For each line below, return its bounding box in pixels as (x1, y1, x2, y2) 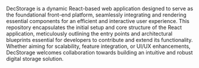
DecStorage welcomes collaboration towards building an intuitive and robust (6, 49, 193, 56)
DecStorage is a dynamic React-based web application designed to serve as (6, 5, 194, 12)
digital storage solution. (6, 56, 64, 62)
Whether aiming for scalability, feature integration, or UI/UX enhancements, (6, 43, 191, 50)
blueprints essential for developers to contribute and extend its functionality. (6, 37, 193, 43)
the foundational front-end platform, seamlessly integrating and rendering (6, 11, 187, 18)
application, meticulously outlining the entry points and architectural (6, 30, 173, 37)
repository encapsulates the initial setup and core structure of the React (6, 24, 182, 31)
